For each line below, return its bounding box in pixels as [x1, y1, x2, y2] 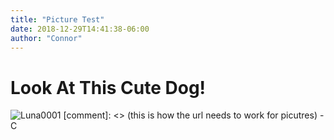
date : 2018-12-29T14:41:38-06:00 [10, 24, 150, 34]
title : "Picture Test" [10, 14, 105, 25]
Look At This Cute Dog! [10, 76, 207, 99]
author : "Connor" [10, 33, 83, 43]
